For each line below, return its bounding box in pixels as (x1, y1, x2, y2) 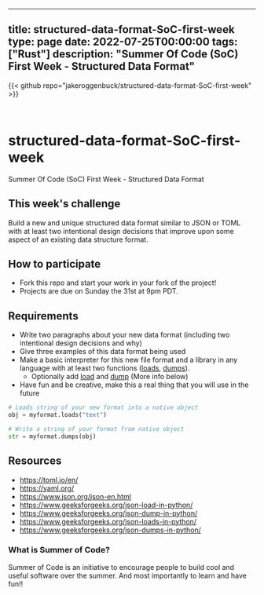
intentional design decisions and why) (19, 338, 143, 348)
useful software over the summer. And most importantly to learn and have (8, 571, 247, 580)
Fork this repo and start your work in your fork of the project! (19, 278, 217, 287)
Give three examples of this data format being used (19, 347, 186, 356)
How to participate (8, 257, 101, 271)
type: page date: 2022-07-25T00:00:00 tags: (8, 35, 238, 49)
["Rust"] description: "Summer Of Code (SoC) (8, 48, 239, 61)
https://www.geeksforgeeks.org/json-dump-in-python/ (19, 508, 198, 518)
